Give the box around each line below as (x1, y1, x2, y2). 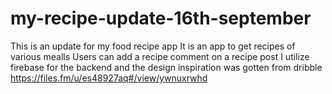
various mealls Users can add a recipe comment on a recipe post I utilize (10, 50, 310, 62)
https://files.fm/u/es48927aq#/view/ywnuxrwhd (10, 72, 208, 84)
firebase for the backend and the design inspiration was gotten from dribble (10, 61, 323, 73)
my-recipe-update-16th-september (10, 7, 312, 30)
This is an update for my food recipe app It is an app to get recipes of (10, 40, 296, 52)
